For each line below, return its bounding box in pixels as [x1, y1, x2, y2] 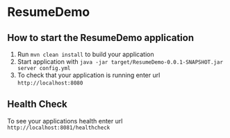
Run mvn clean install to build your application [17, 50, 154, 58]
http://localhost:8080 [17, 80, 83, 87]
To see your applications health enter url [7, 117, 123, 125]
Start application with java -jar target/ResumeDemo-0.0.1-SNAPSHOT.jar [17, 58, 224, 66]
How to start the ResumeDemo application [7, 32, 195, 44]
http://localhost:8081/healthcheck [7, 124, 110, 131]
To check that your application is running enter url [17, 71, 161, 79]
